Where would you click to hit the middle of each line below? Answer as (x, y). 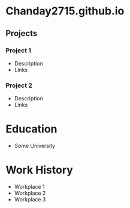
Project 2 (19, 85)
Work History (39, 170)
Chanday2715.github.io (65, 11)
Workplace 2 (30, 193)
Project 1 (18, 50)
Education (31, 129)
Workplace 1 (30, 187)
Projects (22, 33)
